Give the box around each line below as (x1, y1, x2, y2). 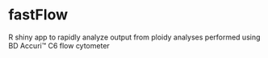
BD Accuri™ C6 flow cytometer (8, 40, 111, 50)
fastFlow (8, 6, 69, 24)
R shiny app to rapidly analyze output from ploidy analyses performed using (8, 32, 261, 42)
